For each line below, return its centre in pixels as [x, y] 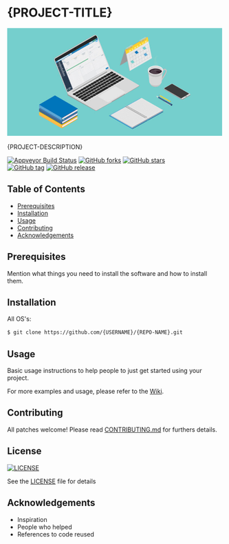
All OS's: [19, 319]
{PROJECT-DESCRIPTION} [45, 147]
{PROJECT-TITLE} [60, 13]
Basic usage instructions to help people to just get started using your [105, 371]
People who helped [44, 527]
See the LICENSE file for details [52, 481]
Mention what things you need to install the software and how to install [107, 273]
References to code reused [56, 534]
